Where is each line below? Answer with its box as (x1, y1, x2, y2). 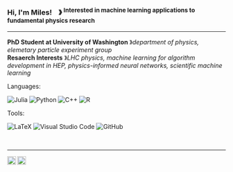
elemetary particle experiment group (7, 45, 112, 54)
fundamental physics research (7, 17, 96, 25)
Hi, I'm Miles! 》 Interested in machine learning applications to (7, 6, 196, 17)
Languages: (7, 82, 41, 90)
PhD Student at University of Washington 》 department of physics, (7, 37, 200, 46)
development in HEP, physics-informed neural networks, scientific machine (7, 61, 223, 69)
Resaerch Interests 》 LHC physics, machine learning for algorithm (7, 53, 196, 62)
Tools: (7, 109, 25, 117)
